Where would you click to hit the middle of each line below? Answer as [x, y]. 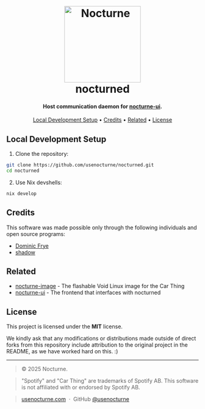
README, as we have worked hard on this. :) [62, 352]
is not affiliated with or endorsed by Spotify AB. [81, 388]
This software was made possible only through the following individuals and [102, 227]
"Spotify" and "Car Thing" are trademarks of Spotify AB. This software [110, 381]
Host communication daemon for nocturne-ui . [103, 106]
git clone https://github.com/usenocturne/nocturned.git [80, 165]
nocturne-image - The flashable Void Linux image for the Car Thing [100, 286]
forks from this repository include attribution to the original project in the [97, 345]
